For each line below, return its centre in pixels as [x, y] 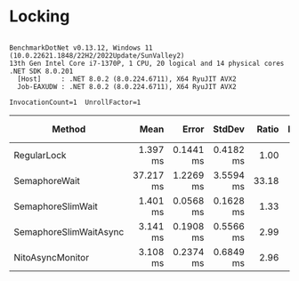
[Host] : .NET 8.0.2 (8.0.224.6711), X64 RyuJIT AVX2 [127, 79]
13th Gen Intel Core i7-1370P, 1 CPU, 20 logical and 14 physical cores [147, 63]
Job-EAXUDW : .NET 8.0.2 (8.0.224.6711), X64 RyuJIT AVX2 [127, 86]
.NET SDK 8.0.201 [41, 71]
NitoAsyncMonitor [52, 257]
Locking [40, 16]
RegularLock [40, 155]
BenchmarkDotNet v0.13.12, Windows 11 [81, 48]
